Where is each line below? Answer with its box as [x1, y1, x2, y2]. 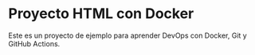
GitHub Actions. [8, 38, 61, 48]
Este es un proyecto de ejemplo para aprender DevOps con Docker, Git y [8, 31, 247, 40]
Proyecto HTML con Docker [8, 5, 194, 23]
